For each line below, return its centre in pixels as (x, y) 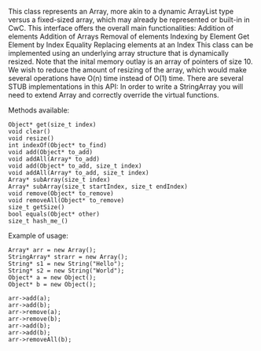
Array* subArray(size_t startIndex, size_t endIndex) (98, 187)
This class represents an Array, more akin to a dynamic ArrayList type (121, 11)
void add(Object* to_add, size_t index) (75, 166)
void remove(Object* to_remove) (61, 194)
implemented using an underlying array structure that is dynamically (119, 53)
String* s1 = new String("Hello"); (66, 264)
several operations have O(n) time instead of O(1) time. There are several (126, 78)
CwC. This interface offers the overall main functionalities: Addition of (121, 28)
